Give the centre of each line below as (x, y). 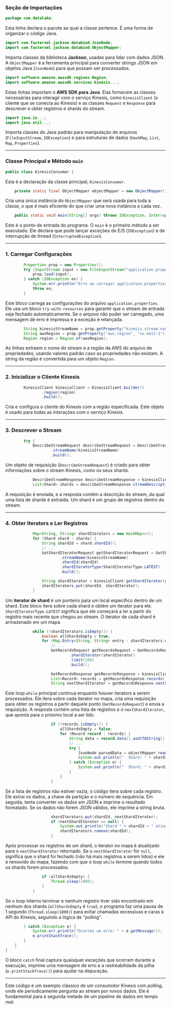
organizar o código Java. (31, 33)
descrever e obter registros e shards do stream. (55, 108)
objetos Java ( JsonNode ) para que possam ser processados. (68, 68)
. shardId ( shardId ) (79, 562)
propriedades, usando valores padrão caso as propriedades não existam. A (84, 353)
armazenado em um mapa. (33, 622)
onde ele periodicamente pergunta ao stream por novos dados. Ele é (77, 991)
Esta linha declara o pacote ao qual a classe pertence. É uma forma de (79, 28)
